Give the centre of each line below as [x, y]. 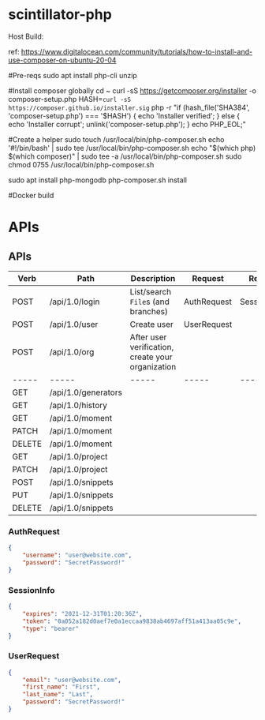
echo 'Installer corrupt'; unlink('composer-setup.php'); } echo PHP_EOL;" [127, 124]
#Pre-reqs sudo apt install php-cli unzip [73, 75]
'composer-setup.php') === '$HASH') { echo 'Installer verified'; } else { [124, 115]
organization [153, 366]
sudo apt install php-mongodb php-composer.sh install [98, 180]
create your [151, 357]
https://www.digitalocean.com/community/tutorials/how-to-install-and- [137, 51]
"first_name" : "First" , [62, 687]
